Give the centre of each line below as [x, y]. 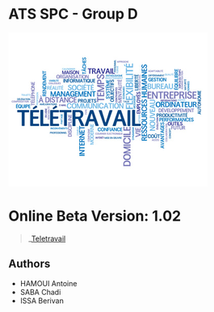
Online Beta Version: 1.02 [95, 216]
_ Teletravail [47, 238]
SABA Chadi [40, 292]
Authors [29, 264]
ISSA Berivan [42, 301]
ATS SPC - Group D [73, 14]
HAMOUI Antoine [48, 283]
